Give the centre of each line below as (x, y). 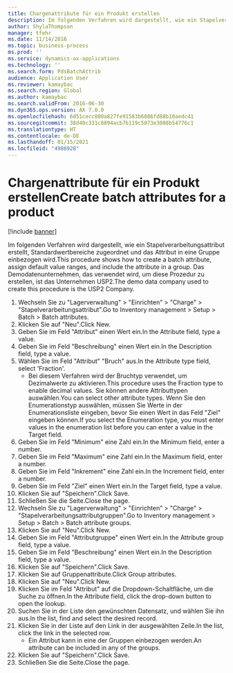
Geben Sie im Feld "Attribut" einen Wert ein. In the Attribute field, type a (119, 331)
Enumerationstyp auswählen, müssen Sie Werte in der (105, 405)
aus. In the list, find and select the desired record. (88, 618)
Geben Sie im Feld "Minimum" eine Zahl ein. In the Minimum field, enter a (121, 442)
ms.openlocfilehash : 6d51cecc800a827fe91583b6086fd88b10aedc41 (101, 116)
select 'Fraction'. (41, 368)
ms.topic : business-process (48, 46)
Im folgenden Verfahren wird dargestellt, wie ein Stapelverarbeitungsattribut (116, 245)
